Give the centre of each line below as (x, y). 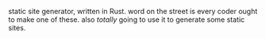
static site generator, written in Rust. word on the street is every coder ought (133, 11)
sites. (17, 28)
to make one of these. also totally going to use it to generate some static (127, 19)
